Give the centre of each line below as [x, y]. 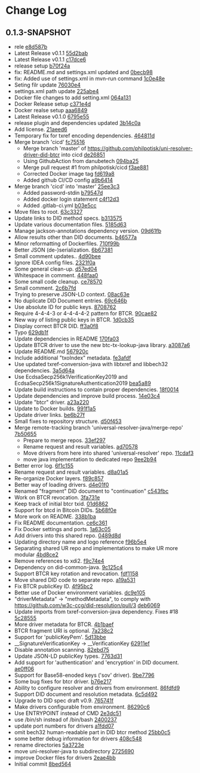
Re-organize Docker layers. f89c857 [59, 478]
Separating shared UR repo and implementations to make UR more [96, 548]
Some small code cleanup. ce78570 [58, 282]
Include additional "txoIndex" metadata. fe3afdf [73, 358]
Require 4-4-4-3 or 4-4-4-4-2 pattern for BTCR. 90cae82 [86, 313]
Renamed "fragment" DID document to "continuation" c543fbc [91, 491]
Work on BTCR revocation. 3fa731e [57, 497]
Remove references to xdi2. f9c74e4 [59, 561]
